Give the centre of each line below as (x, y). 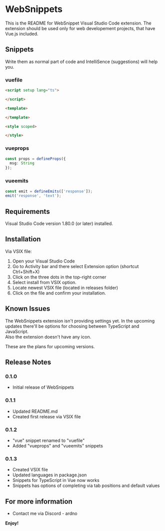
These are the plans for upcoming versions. (50, 346)
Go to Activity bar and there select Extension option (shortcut (75, 266)
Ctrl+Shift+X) (26, 272)
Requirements (27, 211)
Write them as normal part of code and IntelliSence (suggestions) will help (81, 62)
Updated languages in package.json (49, 475)
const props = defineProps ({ (35, 159)
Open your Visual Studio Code (43, 261)
